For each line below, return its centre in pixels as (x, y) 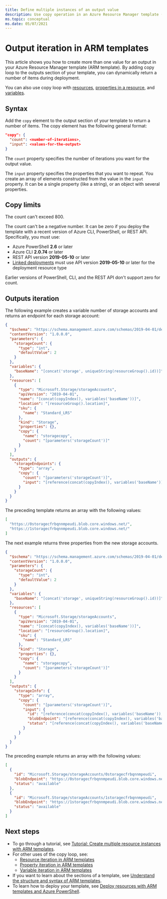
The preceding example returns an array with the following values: (73, 756)
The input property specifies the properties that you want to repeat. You (79, 173)
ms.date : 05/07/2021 (27, 24)
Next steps (22, 832)
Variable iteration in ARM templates (56, 870)
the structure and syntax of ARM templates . (57, 881)
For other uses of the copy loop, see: (50, 854)
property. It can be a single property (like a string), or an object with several (83, 184)
